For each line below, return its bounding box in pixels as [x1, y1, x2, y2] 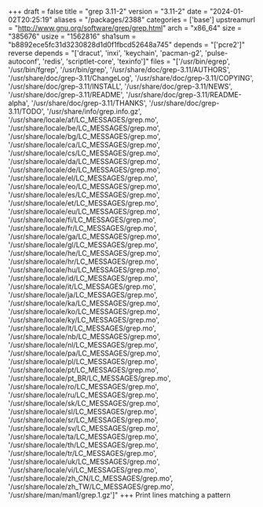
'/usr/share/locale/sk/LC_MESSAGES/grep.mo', [8, 399, 160, 407]
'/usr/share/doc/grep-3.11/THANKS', [31, 98, 148, 108]
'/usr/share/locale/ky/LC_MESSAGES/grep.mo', [8, 316, 159, 324]
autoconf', [8, 57, 41, 66]
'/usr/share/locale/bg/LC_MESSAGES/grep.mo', [8, 132, 161, 140]
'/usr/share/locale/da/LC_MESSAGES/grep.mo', [8, 157, 161, 166]
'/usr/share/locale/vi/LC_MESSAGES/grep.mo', [8, 465, 159, 474]
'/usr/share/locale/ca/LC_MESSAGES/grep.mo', [8, 140, 161, 149]
